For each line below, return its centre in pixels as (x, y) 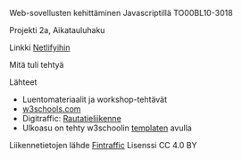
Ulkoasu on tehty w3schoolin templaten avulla (107, 128)
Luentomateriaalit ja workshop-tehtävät (95, 99)
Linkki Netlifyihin (40, 47)
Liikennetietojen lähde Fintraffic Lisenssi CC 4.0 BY (103, 145)
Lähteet (23, 82)
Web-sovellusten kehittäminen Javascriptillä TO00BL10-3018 (121, 13)
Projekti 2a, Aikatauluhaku (57, 30)
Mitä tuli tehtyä (37, 65)
